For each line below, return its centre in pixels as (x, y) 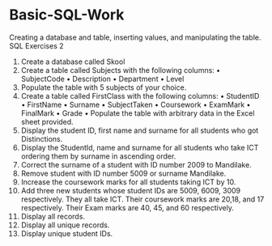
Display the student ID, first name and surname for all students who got (140, 130)
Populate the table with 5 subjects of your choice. (104, 87)
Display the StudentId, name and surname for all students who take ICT (140, 147)
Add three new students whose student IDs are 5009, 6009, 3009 (131, 190)
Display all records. (53, 216)
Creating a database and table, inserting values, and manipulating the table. (135, 37)
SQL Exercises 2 (36, 45)
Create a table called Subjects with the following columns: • (121, 70)
